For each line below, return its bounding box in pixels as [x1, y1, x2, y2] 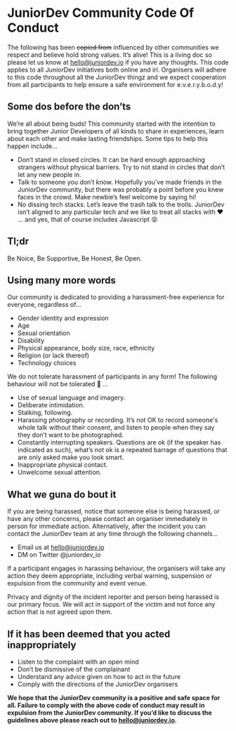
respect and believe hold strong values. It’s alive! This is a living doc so [7, 51, 213, 59]
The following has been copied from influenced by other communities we [7, 43, 219, 51]
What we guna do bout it [7, 488, 117, 500]
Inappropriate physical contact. [17, 461, 108, 469]
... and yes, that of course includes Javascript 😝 [17, 215, 158, 223]
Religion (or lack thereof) [17, 351, 90, 360]
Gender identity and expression [17, 314, 109, 322]
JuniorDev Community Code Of [7, 5, 195, 21]
